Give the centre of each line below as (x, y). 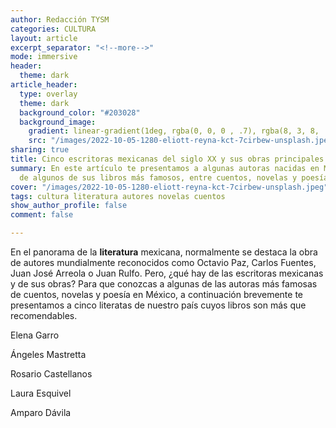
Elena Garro (35, 335)
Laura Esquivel (41, 393)
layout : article (44, 38)
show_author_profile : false (69, 206)
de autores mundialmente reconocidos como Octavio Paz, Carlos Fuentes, (163, 262)
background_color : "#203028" (80, 112)
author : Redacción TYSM (60, 19)
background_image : (58, 122)
